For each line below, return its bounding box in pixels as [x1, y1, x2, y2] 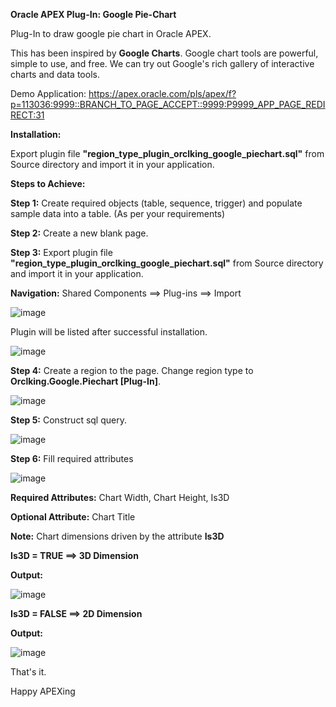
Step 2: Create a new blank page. [10, 227, 149, 239]
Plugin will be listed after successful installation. [10, 326, 208, 338]
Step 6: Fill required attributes [10, 453, 134, 464]
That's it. [10, 666, 47, 678]
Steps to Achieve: [10, 178, 86, 189]
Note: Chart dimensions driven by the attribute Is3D [10, 530, 225, 542]
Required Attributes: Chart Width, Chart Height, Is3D [10, 492, 230, 503]
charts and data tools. [10, 69, 100, 80]
